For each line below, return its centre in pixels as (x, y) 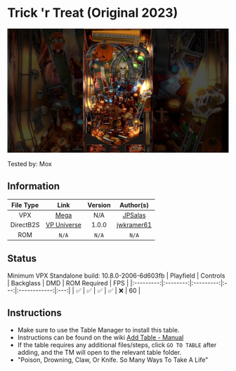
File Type (25, 205)
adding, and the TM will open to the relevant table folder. (99, 352)
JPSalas (134, 215)
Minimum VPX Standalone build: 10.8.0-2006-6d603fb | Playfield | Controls (116, 276)
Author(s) (134, 205)
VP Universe (64, 225)
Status (22, 258)
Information (34, 186)
